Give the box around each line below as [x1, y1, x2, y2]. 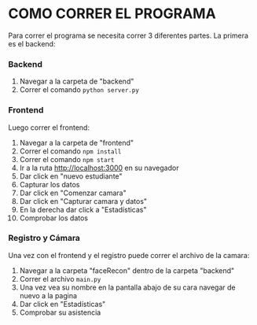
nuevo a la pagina [19, 290, 77, 300]
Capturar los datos [19, 179, 80, 189]
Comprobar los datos [19, 213, 89, 223]
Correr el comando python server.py [19, 85, 140, 94]
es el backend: [8, 39, 56, 48]
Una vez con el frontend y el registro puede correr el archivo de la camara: [8, 250, 250, 260]
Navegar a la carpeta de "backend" [19, 76, 134, 87]
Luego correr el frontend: [8, 123, 90, 132]
